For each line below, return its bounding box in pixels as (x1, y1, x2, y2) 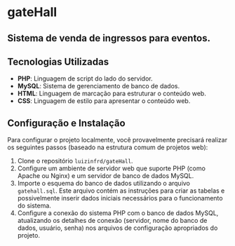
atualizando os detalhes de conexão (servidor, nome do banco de (17, 217, 208, 225)
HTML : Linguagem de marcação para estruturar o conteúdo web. (17, 89, 207, 98)
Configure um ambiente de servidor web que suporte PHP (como (17, 164, 206, 172)
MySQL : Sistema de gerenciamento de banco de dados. (17, 82, 180, 90)
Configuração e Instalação (7, 117, 126, 129)
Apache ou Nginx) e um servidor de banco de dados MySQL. (17, 172, 194, 180)
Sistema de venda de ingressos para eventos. (7, 32, 211, 44)
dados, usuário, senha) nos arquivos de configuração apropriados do (17, 224, 218, 232)
